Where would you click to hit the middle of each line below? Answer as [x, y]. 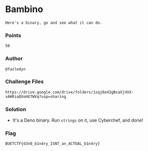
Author [14, 59]
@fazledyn [16, 69]
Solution [16, 109]
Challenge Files [24, 82]
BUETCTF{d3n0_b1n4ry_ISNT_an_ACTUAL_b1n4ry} [53, 144]
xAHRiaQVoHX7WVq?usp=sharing [36, 96]
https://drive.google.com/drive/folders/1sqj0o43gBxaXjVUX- [70, 92]
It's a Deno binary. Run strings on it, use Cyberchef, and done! [78, 120]
